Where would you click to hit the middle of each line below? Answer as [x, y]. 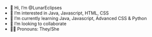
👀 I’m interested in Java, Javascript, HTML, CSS [59, 13]
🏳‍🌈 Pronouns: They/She [34, 29]
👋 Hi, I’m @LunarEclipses [36, 8]
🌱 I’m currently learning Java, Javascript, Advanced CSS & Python [78, 18]
